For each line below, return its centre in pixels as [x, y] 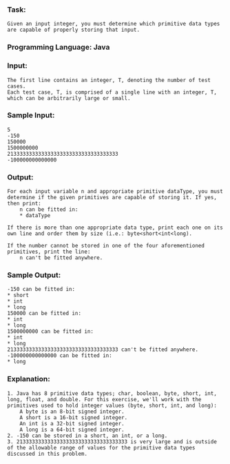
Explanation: [29, 379]
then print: [24, 204]
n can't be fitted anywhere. [61, 258]
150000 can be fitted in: [44, 314]
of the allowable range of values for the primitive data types [101, 447]
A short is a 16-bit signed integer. [74, 417]
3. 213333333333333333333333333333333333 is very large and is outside [112, 442]
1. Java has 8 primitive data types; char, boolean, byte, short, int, [112, 393]
